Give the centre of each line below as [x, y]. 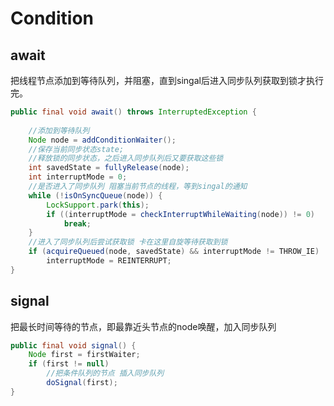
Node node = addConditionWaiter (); [102, 140]
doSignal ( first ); [82, 383]
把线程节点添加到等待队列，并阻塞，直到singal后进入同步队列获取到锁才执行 [167, 80]
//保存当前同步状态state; [76, 149]
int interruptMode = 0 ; [78, 177]
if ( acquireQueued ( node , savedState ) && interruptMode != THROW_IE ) [174, 252]
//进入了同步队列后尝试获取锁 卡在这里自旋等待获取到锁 [128, 242]
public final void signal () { [73, 345]
